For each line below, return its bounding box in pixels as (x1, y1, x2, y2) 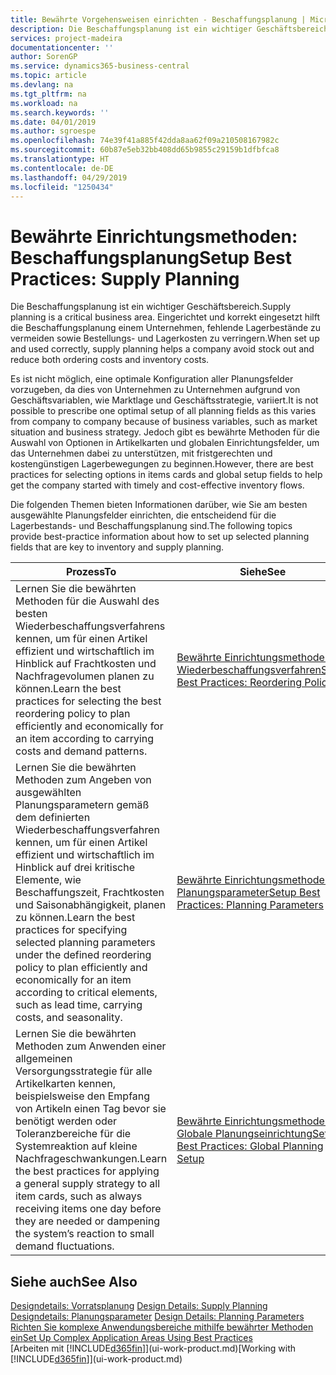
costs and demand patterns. (15, 744, 148, 758)
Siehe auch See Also (10, 1273, 138, 1290)
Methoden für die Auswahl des (15, 594, 160, 608)
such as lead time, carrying (15, 998, 143, 1012)
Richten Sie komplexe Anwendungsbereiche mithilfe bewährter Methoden (10, 1321, 314, 1333)
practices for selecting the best (15, 694, 162, 708)
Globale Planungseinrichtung (176, 1127, 313, 1141)
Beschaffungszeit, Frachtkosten (15, 886, 165, 900)
